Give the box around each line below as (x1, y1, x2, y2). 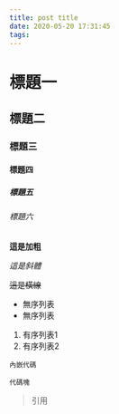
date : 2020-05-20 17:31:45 (9, 22, 111, 31)
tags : (9, 30, 30, 39)
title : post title (9, 13, 78, 23)
